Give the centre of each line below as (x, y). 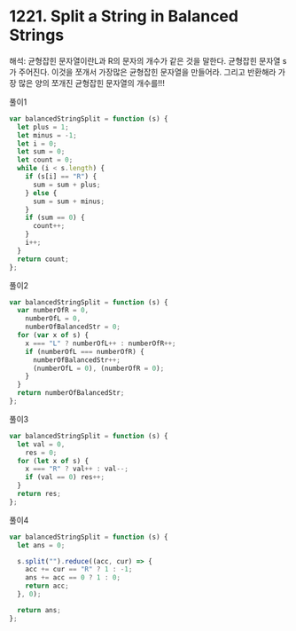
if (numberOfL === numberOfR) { (85, 351)
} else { (41, 193)
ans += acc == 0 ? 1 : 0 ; (73, 578)
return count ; (43, 259)
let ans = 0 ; (41, 545)
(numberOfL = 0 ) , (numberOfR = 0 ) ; (98, 368)
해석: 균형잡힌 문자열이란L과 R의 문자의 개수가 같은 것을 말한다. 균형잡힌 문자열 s (148, 60)
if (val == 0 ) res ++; (65, 477)
